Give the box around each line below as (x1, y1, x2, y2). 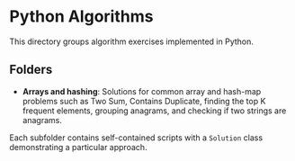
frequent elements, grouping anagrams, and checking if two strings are (22, 105, 287, 116)
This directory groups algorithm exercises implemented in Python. (9, 36, 255, 47)
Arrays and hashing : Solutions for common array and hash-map (22, 85, 262, 96)
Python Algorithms (9, 6, 154, 27)
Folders (9, 62, 53, 77)
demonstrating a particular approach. (9, 141, 147, 152)
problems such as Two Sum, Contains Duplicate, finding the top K (22, 95, 266, 106)
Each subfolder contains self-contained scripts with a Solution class (9, 132, 264, 143)
